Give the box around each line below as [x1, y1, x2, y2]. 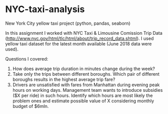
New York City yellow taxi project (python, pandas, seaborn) [5, 20, 131, 26]
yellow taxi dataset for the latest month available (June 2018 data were [5, 40, 152, 46]
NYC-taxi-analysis [5, 4, 85, 15]
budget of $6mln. [12, 103, 49, 109]
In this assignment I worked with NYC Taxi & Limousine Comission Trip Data [5, 30, 163, 36]
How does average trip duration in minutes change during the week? [12, 66, 155, 72]
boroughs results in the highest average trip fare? [12, 76, 116, 82]
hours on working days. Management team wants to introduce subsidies [12, 87, 163, 93]
